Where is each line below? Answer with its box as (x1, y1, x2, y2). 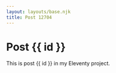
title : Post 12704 (6, 14, 52, 20)
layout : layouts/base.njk (6, 8, 71, 15)
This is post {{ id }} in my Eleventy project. (6, 60, 111, 67)
